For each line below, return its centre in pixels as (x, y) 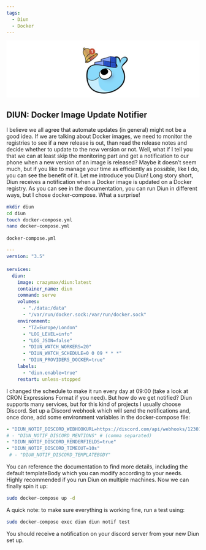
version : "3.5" (26, 257)
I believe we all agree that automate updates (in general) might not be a (96, 129)
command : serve (37, 295)
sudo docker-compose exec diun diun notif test (68, 522)
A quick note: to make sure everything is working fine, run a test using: (96, 510)
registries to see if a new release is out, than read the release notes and (97, 143)
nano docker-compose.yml (38, 226)
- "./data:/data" (45, 308)
